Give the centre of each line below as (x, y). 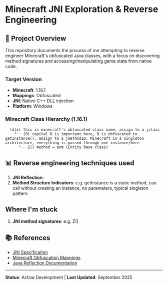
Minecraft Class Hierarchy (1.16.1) (46, 119)
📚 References (28, 238)
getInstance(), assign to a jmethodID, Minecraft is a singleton (74, 138)
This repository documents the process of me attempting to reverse (75, 50)
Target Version (23, 79)
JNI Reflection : (28, 178)
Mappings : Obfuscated (36, 96)
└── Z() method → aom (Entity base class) (63, 147)
